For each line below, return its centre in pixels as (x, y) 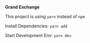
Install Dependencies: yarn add (36, 26)
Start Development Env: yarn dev (38, 35)
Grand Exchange (22, 7)
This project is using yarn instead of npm (45, 16)
